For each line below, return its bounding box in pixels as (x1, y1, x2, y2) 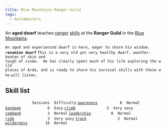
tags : (5, 12, 16, 17)
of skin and (20, 55, 46, 60)
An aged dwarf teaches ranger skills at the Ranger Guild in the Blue (5, 30, 144, 36)
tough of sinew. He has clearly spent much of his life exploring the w (5, 59, 162, 64)
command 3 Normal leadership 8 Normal (5, 111, 131, 116)
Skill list (5, 86, 30, 95)
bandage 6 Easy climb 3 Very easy (5, 106, 134, 111)
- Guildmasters (9, 16, 41, 21)
